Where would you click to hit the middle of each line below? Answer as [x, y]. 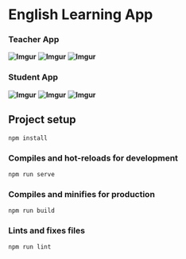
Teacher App [34, 40]
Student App [33, 77]
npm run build [32, 211]
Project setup [43, 120]
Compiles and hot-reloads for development [93, 158]
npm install [28, 138]
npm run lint [30, 247]
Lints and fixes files [47, 230]
